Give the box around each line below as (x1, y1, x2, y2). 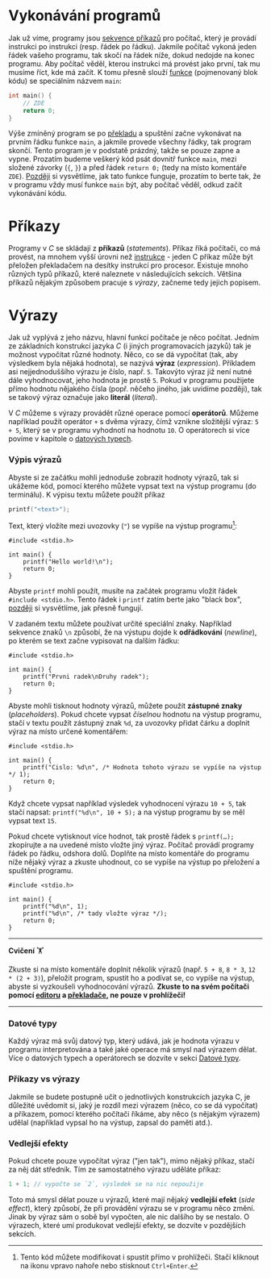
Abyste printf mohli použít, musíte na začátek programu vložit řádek (8, 586, 238, 596)
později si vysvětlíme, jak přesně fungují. (8, 603, 144, 613)
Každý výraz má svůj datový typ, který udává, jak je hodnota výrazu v (8, 1036, 240, 1046)
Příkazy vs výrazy (8, 1073, 81, 1084)
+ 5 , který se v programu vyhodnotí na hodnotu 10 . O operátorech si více (8, 426, 250, 435)
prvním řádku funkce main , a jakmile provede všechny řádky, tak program (8, 137, 252, 147)
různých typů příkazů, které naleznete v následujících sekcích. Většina (8, 269, 242, 279)
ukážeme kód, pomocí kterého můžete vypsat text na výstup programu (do (8, 481, 256, 490)
